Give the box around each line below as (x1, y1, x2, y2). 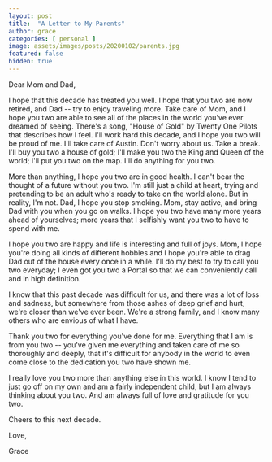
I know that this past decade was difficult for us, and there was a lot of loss (8, 290, 260, 299)
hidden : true (8, 58, 53, 66)
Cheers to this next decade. (8, 414, 101, 424)
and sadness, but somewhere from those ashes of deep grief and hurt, (8, 298, 245, 307)
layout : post (8, 11, 53, 20)
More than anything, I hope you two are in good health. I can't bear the (8, 172, 245, 181)
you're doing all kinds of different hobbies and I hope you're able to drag (8, 247, 251, 257)
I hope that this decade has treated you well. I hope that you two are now (8, 95, 253, 105)
